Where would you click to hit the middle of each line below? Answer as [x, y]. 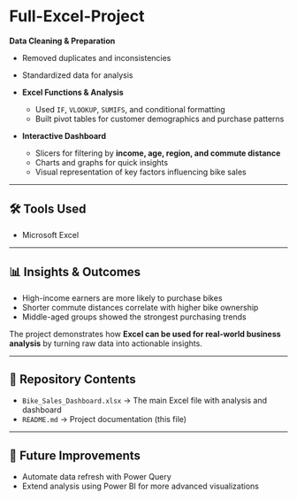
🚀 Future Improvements [75, 455]
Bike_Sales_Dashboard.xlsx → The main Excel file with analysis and [145, 401]
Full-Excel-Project [77, 16]
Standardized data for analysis [77, 75]
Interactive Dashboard [64, 135]
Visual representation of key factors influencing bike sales [141, 172]
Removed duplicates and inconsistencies [96, 58]
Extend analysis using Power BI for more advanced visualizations [140, 486]
